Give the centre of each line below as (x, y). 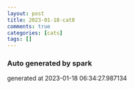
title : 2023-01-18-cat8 (41, 20)
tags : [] (20, 39)
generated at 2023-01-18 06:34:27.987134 (67, 78)
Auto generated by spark (50, 63)
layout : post (26, 13)
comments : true (29, 26)
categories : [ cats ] (35, 33)
